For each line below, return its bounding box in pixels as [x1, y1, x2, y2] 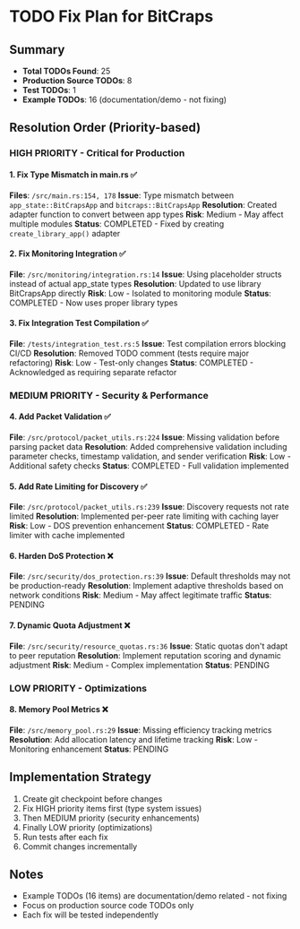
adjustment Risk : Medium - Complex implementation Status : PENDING [9, 659, 270, 670]
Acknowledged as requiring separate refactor [9, 366, 177, 377]
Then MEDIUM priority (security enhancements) [21, 813, 200, 823]
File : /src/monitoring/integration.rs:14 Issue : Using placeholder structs [9, 269, 282, 280]
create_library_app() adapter [9, 228, 121, 238]
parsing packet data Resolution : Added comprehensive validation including [9, 442, 288, 452]
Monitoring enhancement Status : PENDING [9, 744, 169, 754]
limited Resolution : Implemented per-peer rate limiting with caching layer [9, 511, 279, 521]
